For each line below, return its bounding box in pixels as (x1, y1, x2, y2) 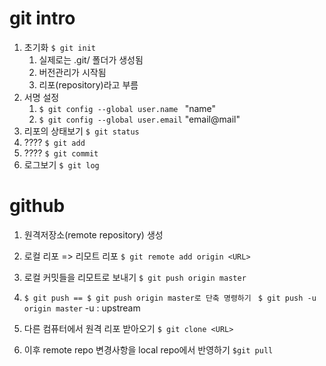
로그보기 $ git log (23, 158, 100, 171)
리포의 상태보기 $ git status (23, 125, 140, 137)
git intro (9, 7, 76, 30)
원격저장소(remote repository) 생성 (23, 228, 164, 241)
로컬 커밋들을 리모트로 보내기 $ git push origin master (23, 271, 247, 283)
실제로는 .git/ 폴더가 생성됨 (38, 53, 144, 66)
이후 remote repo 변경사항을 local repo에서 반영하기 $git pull (23, 343, 274, 356)
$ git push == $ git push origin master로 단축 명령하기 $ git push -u (23, 293, 317, 303)
